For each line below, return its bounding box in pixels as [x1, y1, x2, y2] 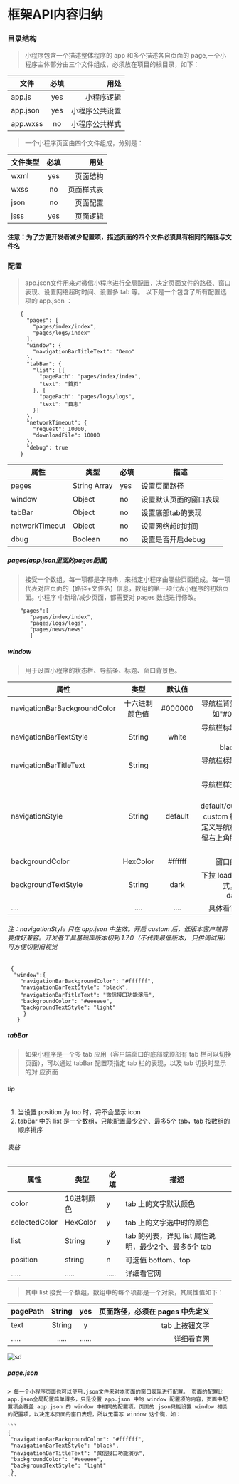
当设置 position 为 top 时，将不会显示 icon [17, 1107, 141, 1116]
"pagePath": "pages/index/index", [38, 373, 142, 380]
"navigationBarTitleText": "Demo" [33, 348, 135, 356]
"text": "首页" [38, 380, 82, 388]
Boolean [72, 534, 101, 544]
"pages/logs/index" [33, 329, 91, 337]
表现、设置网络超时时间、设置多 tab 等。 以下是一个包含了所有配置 [24, 288, 221, 296]
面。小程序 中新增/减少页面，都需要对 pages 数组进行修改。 [24, 593, 201, 602]
